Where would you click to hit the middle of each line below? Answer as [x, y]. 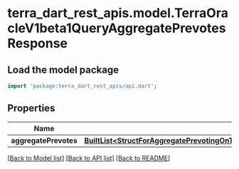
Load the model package [63, 70]
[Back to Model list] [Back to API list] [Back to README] [89, 158]
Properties [31, 108]
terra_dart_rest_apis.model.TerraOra [118, 13]
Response [38, 43]
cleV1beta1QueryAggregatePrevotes [117, 28]
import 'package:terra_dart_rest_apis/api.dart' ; [83, 86]
